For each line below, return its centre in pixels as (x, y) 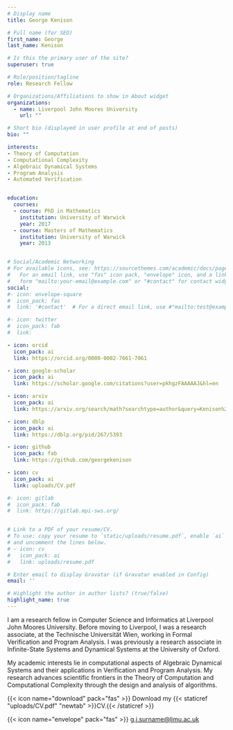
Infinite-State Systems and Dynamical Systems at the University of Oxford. (114, 649)
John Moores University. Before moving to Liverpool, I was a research (107, 627)
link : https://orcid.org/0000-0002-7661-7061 (80, 358)
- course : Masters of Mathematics (63, 230)
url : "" (31, 115)
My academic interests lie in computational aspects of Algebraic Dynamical (114, 663)
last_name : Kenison (35, 46)
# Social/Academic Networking (51, 262)
